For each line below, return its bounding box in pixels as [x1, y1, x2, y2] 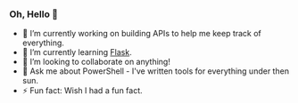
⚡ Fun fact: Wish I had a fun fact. [21, 85, 143, 96]
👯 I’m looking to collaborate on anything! [21, 57, 171, 67]
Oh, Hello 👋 [9, 8, 59, 20]
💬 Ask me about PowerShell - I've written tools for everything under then [21, 66, 290, 76]
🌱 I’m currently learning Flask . [21, 47, 132, 58]
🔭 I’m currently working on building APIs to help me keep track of [21, 28, 261, 39]
